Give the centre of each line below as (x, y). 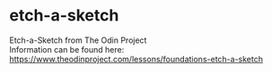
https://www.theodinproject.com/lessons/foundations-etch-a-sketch (136, 59)
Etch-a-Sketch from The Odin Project (78, 40)
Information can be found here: (67, 49)
